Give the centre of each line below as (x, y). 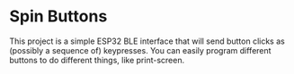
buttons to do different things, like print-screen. (97, 60)
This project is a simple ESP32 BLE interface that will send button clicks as (147, 41)
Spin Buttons (58, 16)
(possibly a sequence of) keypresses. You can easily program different (140, 50)
